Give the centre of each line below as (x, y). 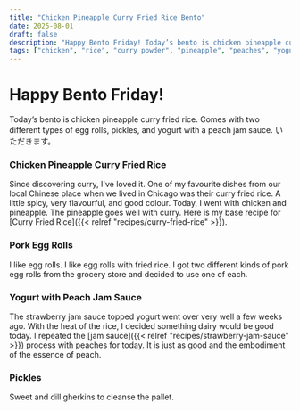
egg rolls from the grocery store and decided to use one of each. (129, 274)
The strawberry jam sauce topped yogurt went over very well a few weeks (146, 316)
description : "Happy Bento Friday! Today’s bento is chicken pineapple (145, 42)
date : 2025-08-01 (42, 26)
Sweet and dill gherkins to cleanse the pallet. (92, 397)
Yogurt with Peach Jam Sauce (76, 297)
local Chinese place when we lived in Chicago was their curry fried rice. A (145, 193)
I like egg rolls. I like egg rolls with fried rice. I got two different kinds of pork (149, 265)
